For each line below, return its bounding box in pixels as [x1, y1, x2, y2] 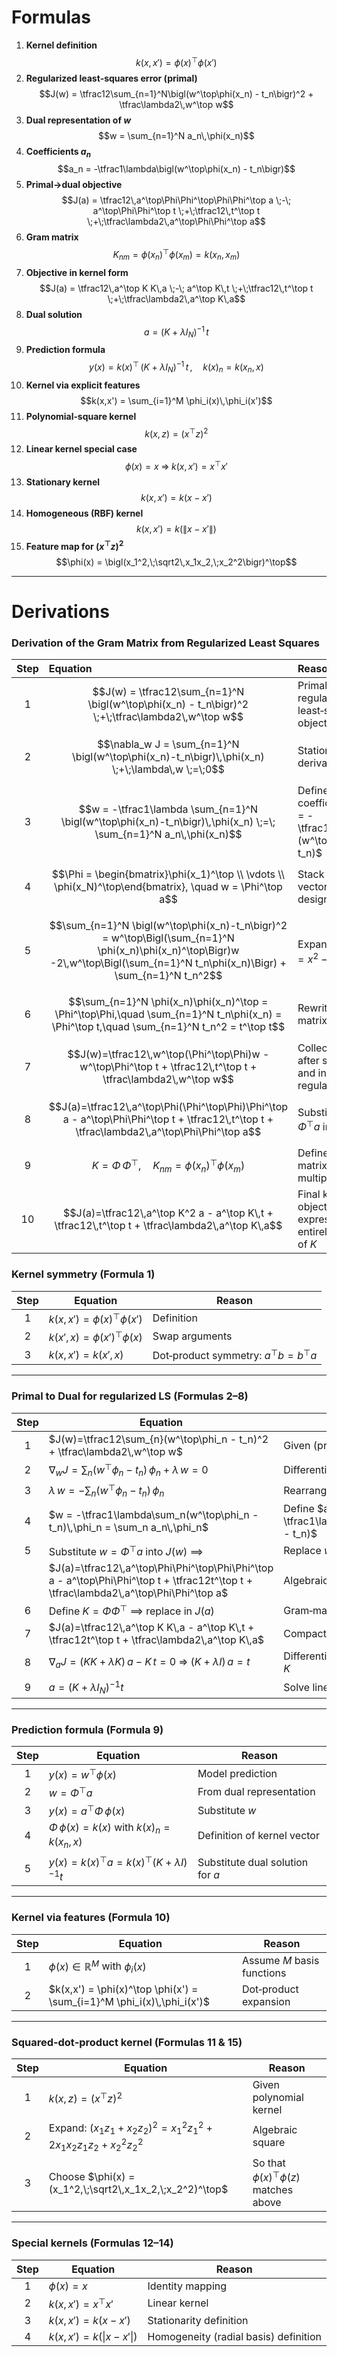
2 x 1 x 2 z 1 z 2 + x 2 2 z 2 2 [48, 2136, 144, 2153]
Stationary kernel [25, 476, 101, 488]
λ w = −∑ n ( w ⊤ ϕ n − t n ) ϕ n [48, 1481, 165, 1499]
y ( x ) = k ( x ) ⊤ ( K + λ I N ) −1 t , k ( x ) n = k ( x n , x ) [89, 359, 264, 375]
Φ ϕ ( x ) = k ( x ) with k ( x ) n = [48, 1821, 171, 1836]
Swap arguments [152, 1329, 233, 1343]
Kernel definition [25, 39, 98, 51]
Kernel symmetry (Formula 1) [11, 1267, 156, 1281]
